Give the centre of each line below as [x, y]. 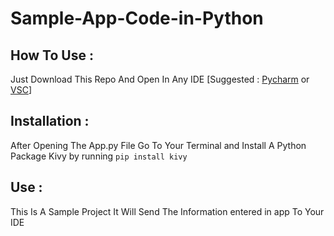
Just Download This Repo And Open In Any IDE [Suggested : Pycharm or [160, 79]
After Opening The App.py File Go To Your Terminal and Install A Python [158, 145]
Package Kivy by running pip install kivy [99, 156]
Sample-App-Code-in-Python [137, 18]
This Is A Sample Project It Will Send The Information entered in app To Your [167, 211]
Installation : [50, 121]
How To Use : [52, 55]
